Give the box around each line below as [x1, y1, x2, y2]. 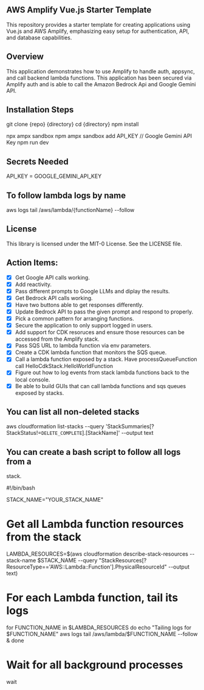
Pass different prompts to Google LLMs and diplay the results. [15, 287, 170, 295]
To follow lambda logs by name [6, 190, 126, 200]
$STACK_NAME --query [37, 557, 98, 564]
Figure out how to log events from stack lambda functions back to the [15, 369, 189, 376]
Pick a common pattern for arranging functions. [15, 315, 135, 323]
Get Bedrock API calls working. [15, 294, 93, 301]
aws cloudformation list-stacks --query [6, 423, 104, 430]
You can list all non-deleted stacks [6, 406, 140, 417]
